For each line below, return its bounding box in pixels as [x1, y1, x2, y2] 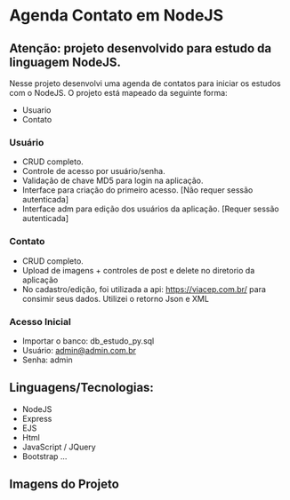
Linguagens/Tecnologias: [9, 380, 154, 395]
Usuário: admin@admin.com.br [21, 345, 136, 355]
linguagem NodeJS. [9, 54, 122, 69]
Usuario [21, 105, 52, 115]
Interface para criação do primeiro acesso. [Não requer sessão [21, 185, 254, 195]
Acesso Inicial [9, 315, 71, 328]
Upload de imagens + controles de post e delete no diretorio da [21, 265, 255, 275]
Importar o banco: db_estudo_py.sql [21, 335, 155, 346]
